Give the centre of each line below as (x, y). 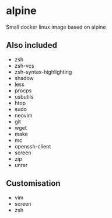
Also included (32, 45)
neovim (23, 115)
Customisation (33, 183)
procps (23, 90)
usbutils (24, 96)
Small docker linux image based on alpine (56, 27)
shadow (24, 78)
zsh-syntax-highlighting (43, 72)
